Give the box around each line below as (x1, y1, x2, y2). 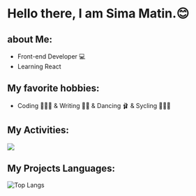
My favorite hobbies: (7, 82, 100, 94)
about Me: (7, 33, 53, 45)
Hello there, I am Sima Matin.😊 (7, 6, 190, 22)
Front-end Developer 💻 (17, 52, 86, 61)
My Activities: (7, 124, 70, 136)
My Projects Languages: (7, 163, 115, 174)
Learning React (17, 62, 61, 70)
